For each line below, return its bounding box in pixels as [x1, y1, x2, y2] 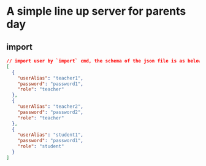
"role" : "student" [17, 143, 64, 149]
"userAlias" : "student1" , [17, 132, 84, 138]
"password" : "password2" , [17, 109, 84, 115]
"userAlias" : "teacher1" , [17, 75, 84, 81]
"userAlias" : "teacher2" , [17, 104, 84, 110]
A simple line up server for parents [6, 4, 186, 18]
